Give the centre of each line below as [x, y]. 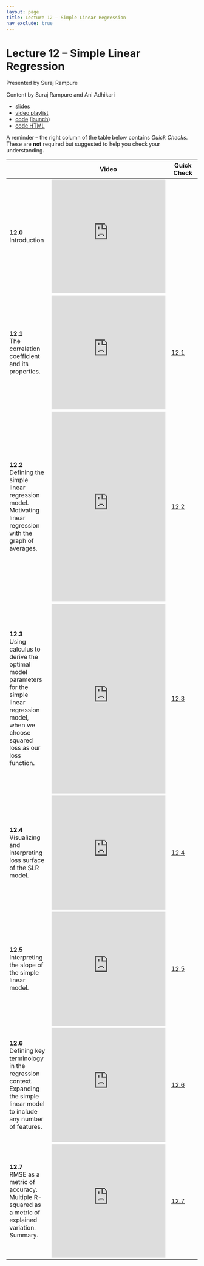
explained [23, 1220]
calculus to [25, 649]
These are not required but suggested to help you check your [83, 144]
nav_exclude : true [29, 23]
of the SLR [24, 868]
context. [21, 1081]
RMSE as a [25, 1174]
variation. [23, 1228]
